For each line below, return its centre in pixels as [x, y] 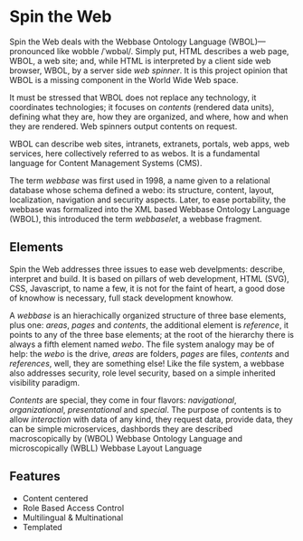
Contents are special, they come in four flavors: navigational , [123, 400]
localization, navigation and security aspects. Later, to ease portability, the [148, 200]
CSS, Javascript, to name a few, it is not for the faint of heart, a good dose [147, 288]
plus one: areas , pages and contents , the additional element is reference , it [149, 325]
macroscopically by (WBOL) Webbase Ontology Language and [126, 438]
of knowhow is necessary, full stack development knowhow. [121, 298]
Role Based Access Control [73, 508]
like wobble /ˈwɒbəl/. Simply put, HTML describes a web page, [173, 51]
